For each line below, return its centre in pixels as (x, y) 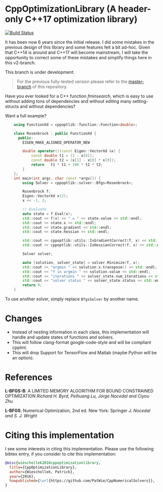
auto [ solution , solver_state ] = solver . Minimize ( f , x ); (81, 262)
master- (136, 82)
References (29, 377)
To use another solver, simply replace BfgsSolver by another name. (72, 299)
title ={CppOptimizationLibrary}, (43, 467)
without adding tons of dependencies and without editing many (68, 101)
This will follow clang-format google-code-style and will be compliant (81, 342)
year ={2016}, (23, 476)
